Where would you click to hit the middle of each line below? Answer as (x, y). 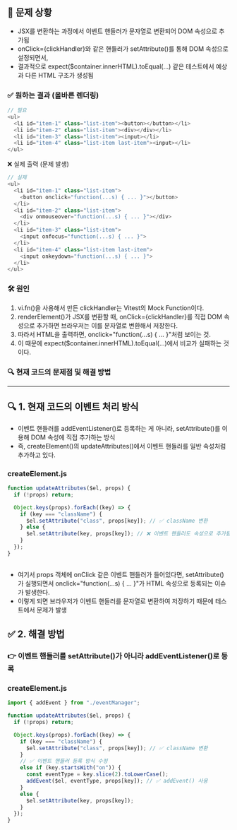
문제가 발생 (51, 610)
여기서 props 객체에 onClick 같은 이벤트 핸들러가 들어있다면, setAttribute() (121, 574)
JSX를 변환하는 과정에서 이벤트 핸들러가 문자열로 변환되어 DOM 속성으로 (117, 31)
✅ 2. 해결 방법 (36, 634)
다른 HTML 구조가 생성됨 (59, 75)
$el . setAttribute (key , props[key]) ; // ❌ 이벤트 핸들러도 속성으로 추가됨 (128, 534)
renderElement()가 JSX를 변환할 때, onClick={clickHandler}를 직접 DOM (120, 316)
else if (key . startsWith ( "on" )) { (71, 768)
